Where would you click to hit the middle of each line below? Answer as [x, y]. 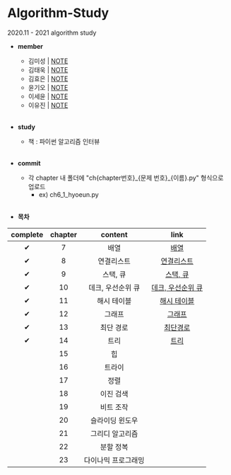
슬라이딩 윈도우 [114, 420]
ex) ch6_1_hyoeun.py [69, 194]
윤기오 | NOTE [48, 87]
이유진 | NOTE [48, 105]
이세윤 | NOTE [48, 96]
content [114, 234]
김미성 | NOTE [48, 61]
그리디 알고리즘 [114, 433]
